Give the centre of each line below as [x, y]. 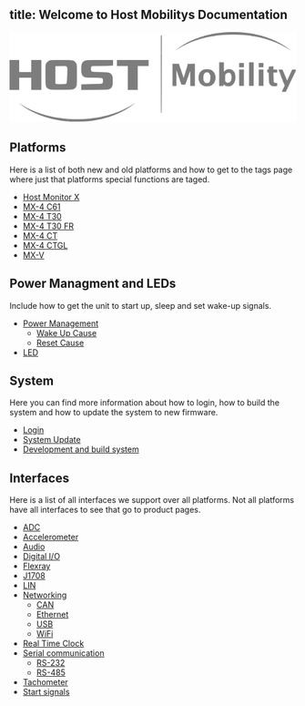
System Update [51, 440]
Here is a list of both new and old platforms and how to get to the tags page [151, 169]
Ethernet [52, 615]
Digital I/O [41, 557]
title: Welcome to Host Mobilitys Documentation [149, 15]
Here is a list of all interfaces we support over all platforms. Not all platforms [152, 500]
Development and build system [81, 449]
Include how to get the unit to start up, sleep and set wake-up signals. [140, 305]
